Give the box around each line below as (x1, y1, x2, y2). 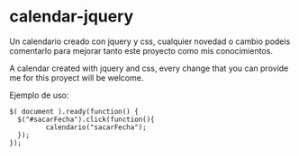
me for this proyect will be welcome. (9, 72, 144, 82)
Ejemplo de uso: (9, 90, 69, 100)
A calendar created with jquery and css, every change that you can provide (9, 63, 289, 74)
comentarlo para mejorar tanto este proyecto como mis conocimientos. (9, 45, 273, 56)
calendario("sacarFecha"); (45, 123, 147, 132)
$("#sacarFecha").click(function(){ (17, 115, 155, 124)
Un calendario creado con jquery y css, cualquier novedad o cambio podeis (9, 36, 291, 47)
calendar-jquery (9, 6, 134, 27)
